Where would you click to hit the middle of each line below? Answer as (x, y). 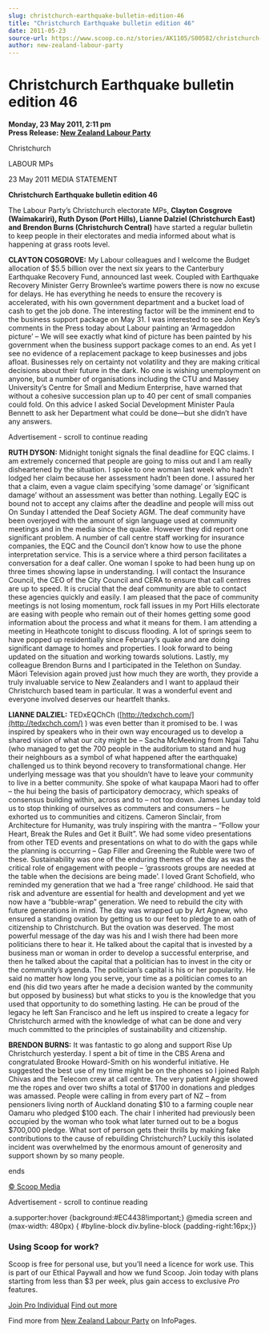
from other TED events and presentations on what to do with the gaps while (133, 842)
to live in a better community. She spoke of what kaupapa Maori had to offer (134, 783)
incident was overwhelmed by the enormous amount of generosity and (125, 1147)
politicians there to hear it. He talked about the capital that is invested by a (130, 945)
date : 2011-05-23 (37, 30)
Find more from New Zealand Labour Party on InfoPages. (102, 1321)
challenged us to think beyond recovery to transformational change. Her (127, 766)
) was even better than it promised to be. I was (162, 723)
